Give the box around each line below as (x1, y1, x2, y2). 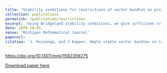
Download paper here (5, 62, 50, 68)
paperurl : (5, 35, 26, 40)
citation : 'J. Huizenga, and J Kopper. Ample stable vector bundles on (5, 39, 157, 44)
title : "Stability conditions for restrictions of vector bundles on (5, 7, 153, 12)
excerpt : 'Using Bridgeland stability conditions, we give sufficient (5, 21, 155, 26)
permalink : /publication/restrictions (5, 16, 85, 21)
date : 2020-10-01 (5, 26, 41, 31)
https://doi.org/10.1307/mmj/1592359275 (5, 53, 88, 59)
